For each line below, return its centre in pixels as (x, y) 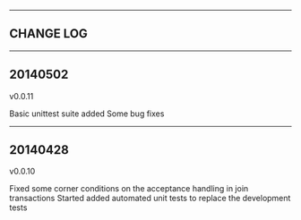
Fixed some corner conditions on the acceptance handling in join (129, 189)
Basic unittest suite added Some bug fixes (87, 114)
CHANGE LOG (48, 34)
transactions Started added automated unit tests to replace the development (150, 199)
